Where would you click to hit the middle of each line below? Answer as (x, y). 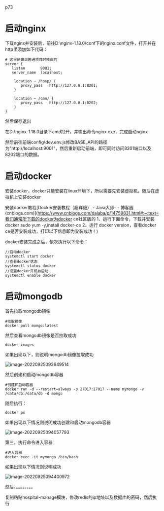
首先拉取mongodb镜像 (28, 311)
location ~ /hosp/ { (35, 81)
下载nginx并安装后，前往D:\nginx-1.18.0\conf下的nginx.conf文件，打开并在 (81, 43)
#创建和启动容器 (19, 385)
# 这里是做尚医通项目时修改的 (31, 59)
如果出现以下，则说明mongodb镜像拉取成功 (49, 354)
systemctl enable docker (31, 275)
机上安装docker (25, 197)
